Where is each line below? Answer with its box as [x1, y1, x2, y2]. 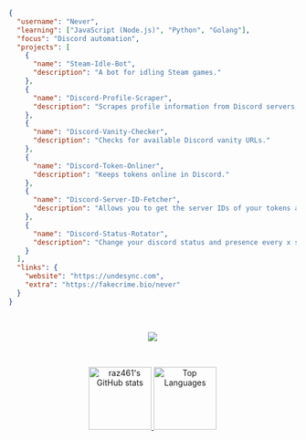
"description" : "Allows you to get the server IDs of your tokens [32, 204, 291, 214]
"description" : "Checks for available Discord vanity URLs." [32, 136, 271, 145]
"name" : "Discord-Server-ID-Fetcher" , [32, 195, 181, 204]
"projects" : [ [16, 42, 70, 52]
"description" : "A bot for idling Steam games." [32, 68, 222, 78]
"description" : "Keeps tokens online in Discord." [32, 170, 230, 179]
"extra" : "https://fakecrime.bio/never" [25, 280, 181, 289]
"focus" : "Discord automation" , [16, 34, 141, 43]
